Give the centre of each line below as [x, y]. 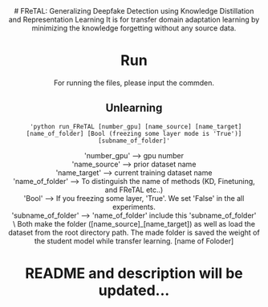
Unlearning [134, 108]
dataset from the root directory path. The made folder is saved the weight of [134, 232]
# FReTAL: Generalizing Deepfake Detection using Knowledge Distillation [134, 11]
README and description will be [134, 273]
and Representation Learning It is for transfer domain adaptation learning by [134, 19]
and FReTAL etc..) [134, 190]
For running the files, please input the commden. [134, 83]
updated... [134, 290]
